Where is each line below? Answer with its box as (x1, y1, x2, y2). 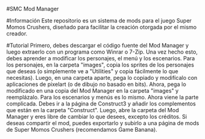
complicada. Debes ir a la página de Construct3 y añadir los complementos (6, 100, 196, 107)
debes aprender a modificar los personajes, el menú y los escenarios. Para (6, 55, 195, 62)
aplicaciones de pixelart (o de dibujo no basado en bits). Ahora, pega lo (6, 80, 187, 88)
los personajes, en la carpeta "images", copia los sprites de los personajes (6, 61, 195, 68)
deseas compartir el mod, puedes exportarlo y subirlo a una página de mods (6, 119, 199, 127)
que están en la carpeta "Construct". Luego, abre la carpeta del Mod (6, 107, 179, 113)
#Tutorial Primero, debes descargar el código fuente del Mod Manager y (6, 42, 189, 49)
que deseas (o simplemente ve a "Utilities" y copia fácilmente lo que (6, 68, 179, 75)
